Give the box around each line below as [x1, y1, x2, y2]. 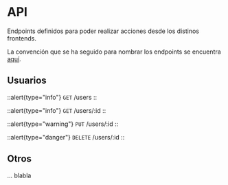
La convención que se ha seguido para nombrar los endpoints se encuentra [7, 47, 221, 56]
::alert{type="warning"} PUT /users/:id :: [7, 120, 119, 128]
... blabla [7, 171, 32, 179]
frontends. [7, 34, 36, 42]
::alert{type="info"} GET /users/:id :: [7, 106, 106, 114]
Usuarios [7, 75, 47, 87]
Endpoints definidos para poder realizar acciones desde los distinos [7, 27, 199, 35]
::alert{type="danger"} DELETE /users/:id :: [7, 133, 125, 141]
